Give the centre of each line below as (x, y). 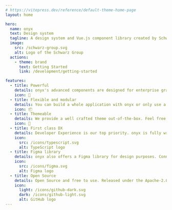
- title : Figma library (35, 152)
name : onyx (21, 29)
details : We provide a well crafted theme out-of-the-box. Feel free (90, 119)
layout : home (19, 15)
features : (16, 81)
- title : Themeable (31, 114)
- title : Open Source (33, 176)
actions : (19, 57)
